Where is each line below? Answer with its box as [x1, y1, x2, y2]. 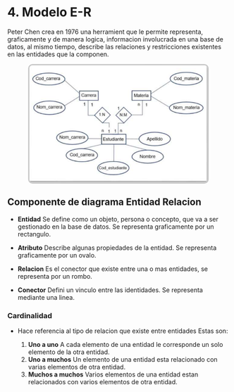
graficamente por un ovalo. [17, 251, 97, 259]
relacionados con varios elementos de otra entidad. [27, 378, 178, 386]
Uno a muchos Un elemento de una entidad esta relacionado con [27, 355, 218, 364]
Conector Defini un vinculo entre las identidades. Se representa [17, 286, 203, 294]
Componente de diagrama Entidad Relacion [7, 196, 202, 208]
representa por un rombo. [17, 272, 93, 280]
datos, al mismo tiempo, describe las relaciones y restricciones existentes [7, 42, 222, 51]
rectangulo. [17, 229, 51, 238]
